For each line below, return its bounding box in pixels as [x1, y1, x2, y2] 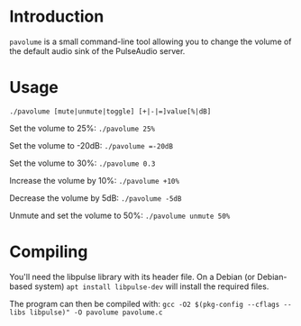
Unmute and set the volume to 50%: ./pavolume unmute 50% [9, 210, 231, 221]
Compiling [9, 241, 88, 262]
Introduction [9, 6, 105, 27]
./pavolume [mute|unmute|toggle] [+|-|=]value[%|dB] [9, 106, 212, 116]
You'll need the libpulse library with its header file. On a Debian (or [9, 271, 255, 282]
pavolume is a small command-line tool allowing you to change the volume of [9, 36, 292, 47]
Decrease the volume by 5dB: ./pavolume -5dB [9, 192, 182, 204]
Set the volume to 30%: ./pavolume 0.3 [9, 158, 156, 168]
